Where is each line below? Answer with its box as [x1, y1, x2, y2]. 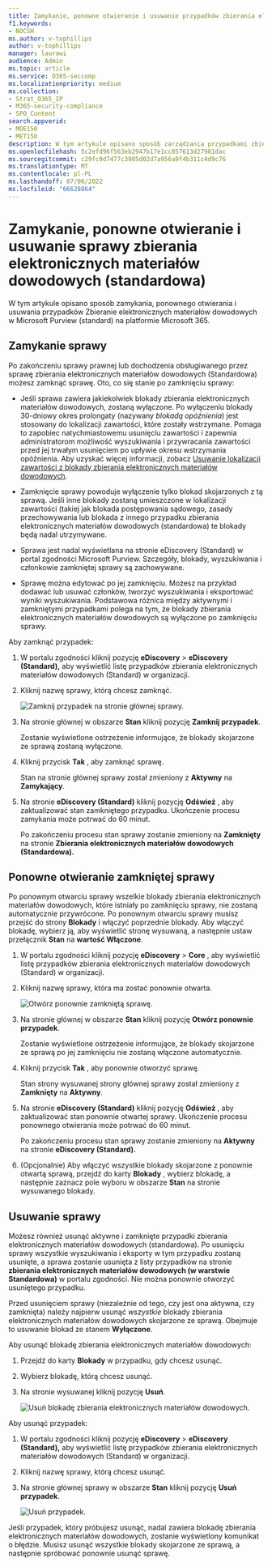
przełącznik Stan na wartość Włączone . [8, 934, 143, 944]
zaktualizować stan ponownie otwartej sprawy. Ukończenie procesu [19, 1112, 248, 1121]
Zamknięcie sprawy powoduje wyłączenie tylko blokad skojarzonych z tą [19, 487, 263, 496]
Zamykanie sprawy [8, 339, 108, 353]
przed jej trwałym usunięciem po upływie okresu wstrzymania [19, 445, 227, 454]
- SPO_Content [8, 110, 57, 118]
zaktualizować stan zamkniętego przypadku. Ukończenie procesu [19, 805, 240, 815]
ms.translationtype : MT [8, 163, 89, 171]
